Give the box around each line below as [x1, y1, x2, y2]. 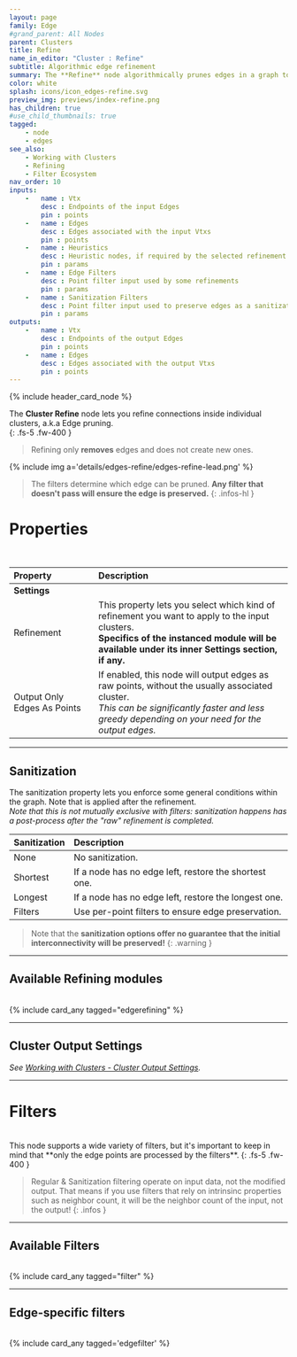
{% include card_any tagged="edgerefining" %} [9, 1004, 184, 1015]
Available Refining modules [9, 972, 164, 987]
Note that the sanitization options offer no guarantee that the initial [30, 928, 281, 939]
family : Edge [9, 21, 57, 30]
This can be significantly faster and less [98, 702, 265, 714]
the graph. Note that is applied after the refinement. [9, 796, 197, 807]
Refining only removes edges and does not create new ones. [30, 445, 254, 455]
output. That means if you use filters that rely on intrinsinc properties [30, 1185, 282, 1196]
